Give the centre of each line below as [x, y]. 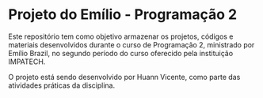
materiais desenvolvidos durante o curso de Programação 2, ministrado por [131, 44]
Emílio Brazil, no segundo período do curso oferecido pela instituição [121, 53]
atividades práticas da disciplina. [62, 85]
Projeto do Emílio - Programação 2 [123, 15]
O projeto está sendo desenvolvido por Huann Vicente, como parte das [124, 77]
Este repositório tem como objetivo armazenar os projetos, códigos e [121, 36]
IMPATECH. [27, 62]
